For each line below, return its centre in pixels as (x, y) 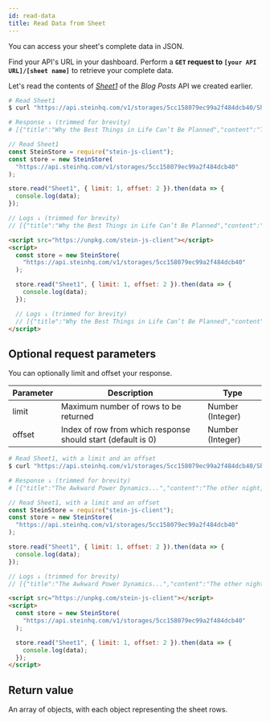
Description (131, 393)
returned (77, 417)
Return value (41, 690)
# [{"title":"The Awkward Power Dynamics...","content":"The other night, (136, 488)
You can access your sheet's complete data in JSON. (96, 46)
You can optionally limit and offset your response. (90, 373)
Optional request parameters (82, 354)
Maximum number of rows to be (121, 406)
